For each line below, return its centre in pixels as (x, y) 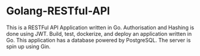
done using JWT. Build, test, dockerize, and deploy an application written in (99, 33)
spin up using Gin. (28, 46)
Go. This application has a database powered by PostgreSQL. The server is (99, 40)
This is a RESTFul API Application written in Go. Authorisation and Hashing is (100, 27)
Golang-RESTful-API (58, 11)
